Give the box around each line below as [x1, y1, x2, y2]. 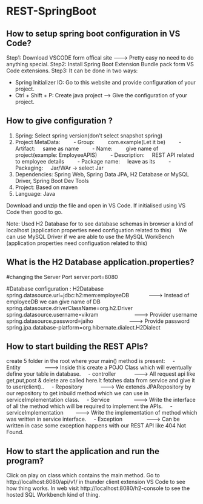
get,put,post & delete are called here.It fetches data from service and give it [6, 377, 195, 384]
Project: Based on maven [15, 184, 78, 191]
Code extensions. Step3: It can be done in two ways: [6, 67, 138, 74]
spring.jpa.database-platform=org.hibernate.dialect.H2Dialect [6, 323, 161, 331]
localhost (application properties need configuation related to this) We [6, 226, 187, 233]
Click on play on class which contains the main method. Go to [6, 472, 161, 479]
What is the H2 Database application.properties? [6, 257, 195, 268]
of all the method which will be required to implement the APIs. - [6, 402, 173, 410]
